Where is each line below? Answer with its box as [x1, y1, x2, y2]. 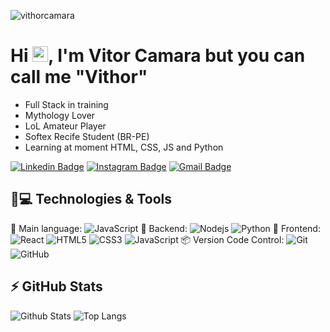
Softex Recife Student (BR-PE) [24, 130, 150, 142]
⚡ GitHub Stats [10, 278, 103, 295]
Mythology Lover [24, 109, 96, 121]
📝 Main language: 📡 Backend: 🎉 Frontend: [10, 222, 321, 234]
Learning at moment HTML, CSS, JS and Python [24, 141, 224, 153]
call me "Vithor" [10, 66, 148, 89]
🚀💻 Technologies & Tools [10, 191, 173, 208]
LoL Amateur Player [24, 120, 107, 132]
